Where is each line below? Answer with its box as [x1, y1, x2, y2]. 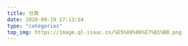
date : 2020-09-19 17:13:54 [7, 16, 84, 23]
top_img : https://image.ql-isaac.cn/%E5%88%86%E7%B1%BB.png [7, 28, 183, 36]
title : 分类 [7, 9, 39, 17]
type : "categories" [7, 22, 63, 29]
